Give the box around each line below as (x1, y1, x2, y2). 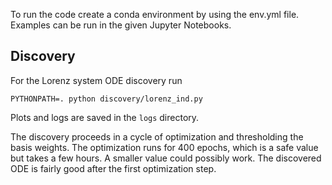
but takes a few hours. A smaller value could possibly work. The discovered (10, 152, 322, 164)
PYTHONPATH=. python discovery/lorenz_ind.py (10, 94, 203, 104)
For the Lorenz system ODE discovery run (10, 74, 183, 86)
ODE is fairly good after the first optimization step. (10, 162, 217, 174)
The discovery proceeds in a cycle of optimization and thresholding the (10, 130, 304, 143)
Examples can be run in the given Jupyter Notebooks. (10, 19, 232, 31)
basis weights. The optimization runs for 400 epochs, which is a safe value (10, 141, 319, 153)
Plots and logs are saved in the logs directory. (10, 111, 200, 123)
